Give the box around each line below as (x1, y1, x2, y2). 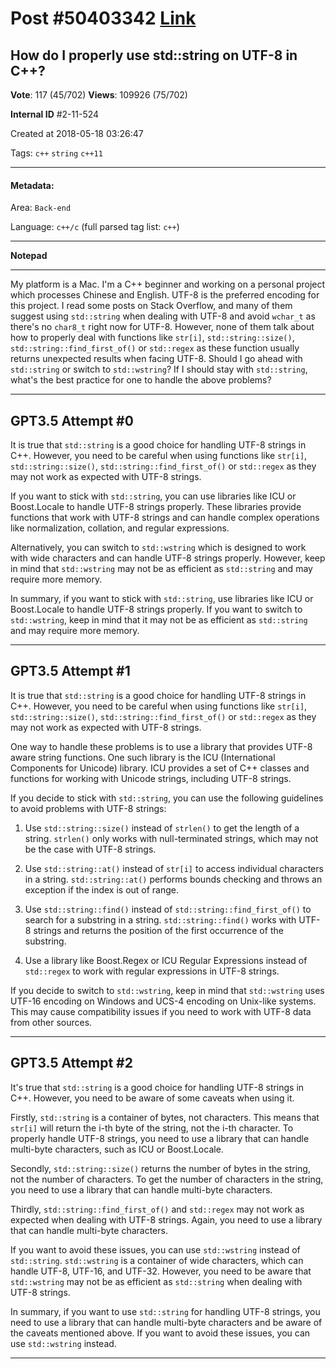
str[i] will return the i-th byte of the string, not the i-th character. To (10, 1122, 294, 1134)
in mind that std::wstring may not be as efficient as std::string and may (10, 563, 313, 575)
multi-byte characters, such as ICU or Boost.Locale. (10, 1143, 224, 1155)
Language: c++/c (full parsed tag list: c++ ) (10, 221, 180, 233)
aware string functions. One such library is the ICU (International (10, 751, 276, 763)
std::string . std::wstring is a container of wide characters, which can (10, 1254, 304, 1266)
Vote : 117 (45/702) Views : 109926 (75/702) (10, 89, 188, 101)
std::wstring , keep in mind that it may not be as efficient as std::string (10, 614, 308, 626)
